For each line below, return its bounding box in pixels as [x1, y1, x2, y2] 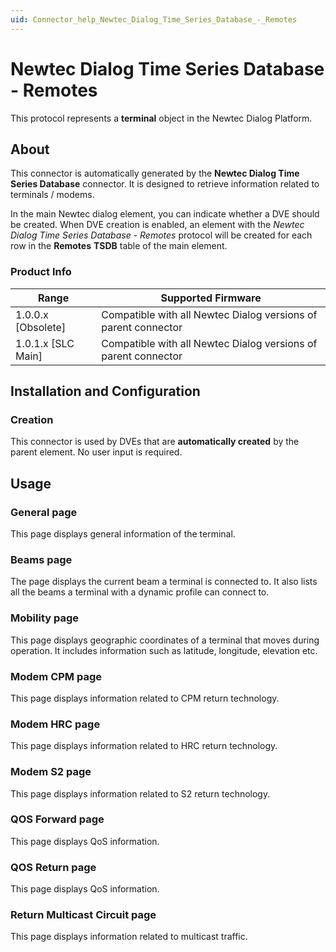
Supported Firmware [160, 291, 262, 305]
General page [10, 505, 78, 519]
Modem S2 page [10, 765, 92, 779]
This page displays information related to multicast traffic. [10, 931, 248, 943]
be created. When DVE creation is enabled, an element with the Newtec [10, 219, 305, 231]
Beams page [10, 552, 73, 566]
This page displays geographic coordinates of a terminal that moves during [10, 634, 320, 646]
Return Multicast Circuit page [10, 908, 157, 922]
